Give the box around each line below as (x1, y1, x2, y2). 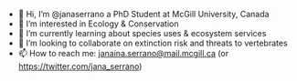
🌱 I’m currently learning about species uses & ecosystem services (17, 28, 267, 38)
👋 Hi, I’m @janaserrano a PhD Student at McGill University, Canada (17, 9, 270, 19)
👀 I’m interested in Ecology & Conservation (17, 18, 179, 29)
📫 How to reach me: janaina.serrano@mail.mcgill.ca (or (17, 48, 229, 58)
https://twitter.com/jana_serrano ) (17, 61, 143, 72)
